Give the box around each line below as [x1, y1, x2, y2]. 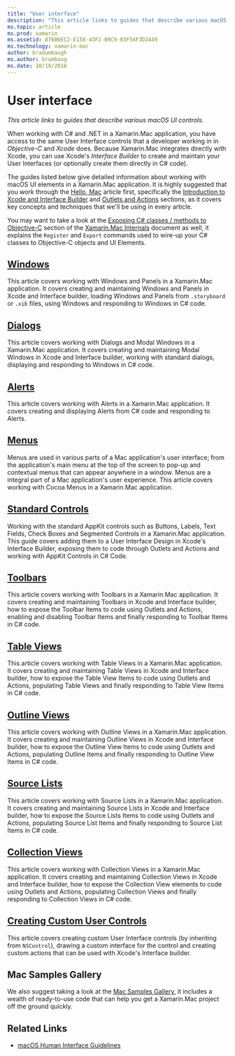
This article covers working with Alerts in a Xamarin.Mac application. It [7, 400, 211, 408]
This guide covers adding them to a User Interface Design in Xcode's [7, 536, 206, 545]
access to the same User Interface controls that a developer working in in [7, 137, 219, 145]
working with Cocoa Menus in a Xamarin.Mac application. [7, 482, 173, 491]
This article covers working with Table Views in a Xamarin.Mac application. [7, 659, 222, 667]
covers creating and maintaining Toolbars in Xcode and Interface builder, [7, 598, 217, 606]
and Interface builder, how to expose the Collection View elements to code [7, 880, 222, 888]
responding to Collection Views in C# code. [7, 894, 133, 903]
